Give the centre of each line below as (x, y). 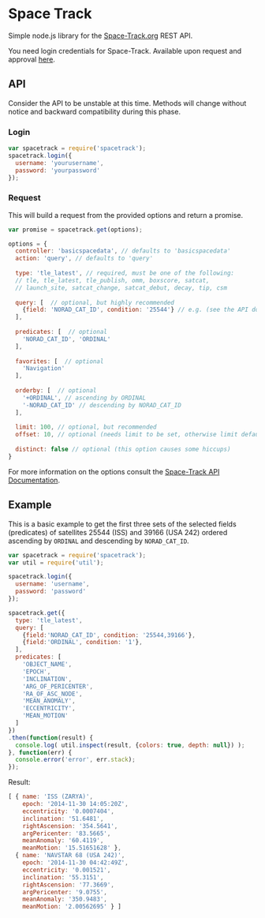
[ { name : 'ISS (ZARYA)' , (50, 797)
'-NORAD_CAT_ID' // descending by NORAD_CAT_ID (102, 405)
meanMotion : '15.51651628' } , (72, 848)
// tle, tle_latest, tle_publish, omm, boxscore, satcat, (113, 280)
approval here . (32, 59)
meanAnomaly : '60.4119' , (63, 841)
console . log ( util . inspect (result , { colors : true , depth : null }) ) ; (130, 745)
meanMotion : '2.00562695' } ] (72, 907)
